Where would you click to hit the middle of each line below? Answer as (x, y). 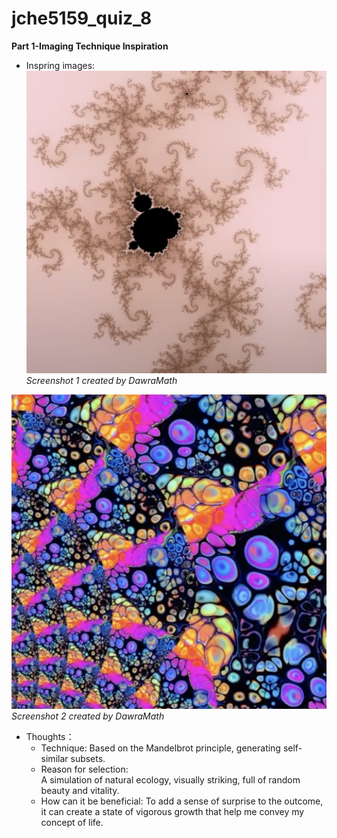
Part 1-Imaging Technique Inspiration (90, 46)
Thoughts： (50, 736)
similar (54, 758)
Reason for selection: (84, 769)
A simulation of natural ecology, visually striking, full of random (170, 779)
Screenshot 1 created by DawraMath (101, 380)
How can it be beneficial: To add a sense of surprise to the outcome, (182, 801)
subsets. (88, 758)
